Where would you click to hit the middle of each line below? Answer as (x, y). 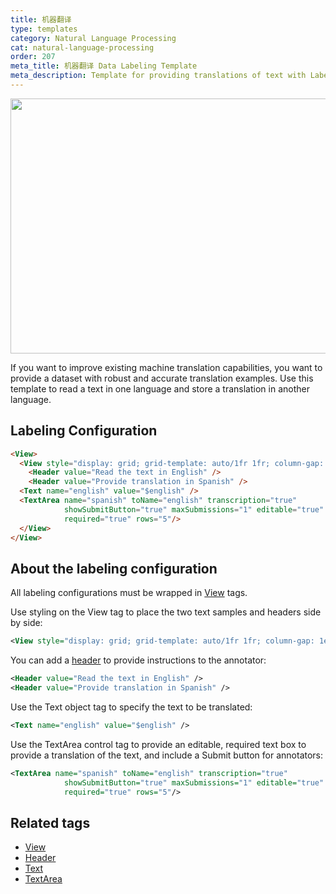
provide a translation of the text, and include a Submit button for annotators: (167, 755)
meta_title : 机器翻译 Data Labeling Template (104, 66)
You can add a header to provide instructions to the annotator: (138, 660)
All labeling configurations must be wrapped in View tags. (129, 593)
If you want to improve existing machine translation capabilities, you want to (166, 367)
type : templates (44, 29)
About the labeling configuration (114, 568)
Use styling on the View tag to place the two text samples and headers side (166, 612)
